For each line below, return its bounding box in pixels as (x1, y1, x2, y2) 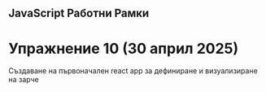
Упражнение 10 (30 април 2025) (8, 39, 239, 58)
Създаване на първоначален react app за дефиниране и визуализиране (8, 66, 258, 76)
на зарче (8, 75, 39, 85)
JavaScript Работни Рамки (8, 7, 150, 20)
